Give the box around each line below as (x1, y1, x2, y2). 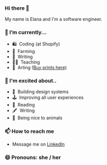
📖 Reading (12, 101, 35, 107)
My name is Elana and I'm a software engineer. (5, 16, 102, 22)
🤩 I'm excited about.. (5, 77, 57, 84)
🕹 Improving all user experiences (12, 94, 84, 100)
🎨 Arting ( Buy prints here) (12, 64, 67, 70)
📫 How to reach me (5, 127, 54, 134)
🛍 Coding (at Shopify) (12, 41, 60, 47)
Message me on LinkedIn (12, 141, 65, 147)
